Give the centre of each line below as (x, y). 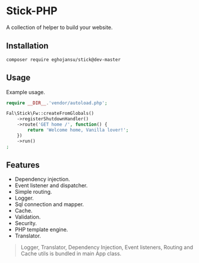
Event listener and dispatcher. (51, 185)
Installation (27, 46)
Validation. (28, 217)
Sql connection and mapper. (49, 204)
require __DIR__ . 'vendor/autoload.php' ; (57, 103)
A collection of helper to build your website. (59, 27)
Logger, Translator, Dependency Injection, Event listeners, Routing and (107, 248)
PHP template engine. (41, 230)
